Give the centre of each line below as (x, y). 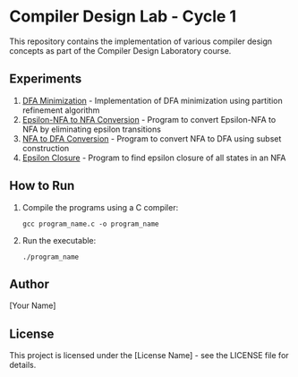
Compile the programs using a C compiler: (100, 207)
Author (29, 284)
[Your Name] (33, 305)
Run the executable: (59, 240)
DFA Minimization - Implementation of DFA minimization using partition (153, 100)
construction (46, 148)
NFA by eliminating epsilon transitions (91, 129)
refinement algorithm (61, 110)
